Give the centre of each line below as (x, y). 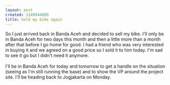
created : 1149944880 (27, 15)
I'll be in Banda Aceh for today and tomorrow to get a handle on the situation (85, 66)
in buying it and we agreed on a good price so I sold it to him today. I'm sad (84, 50)
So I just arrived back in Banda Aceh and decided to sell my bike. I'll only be (85, 34)
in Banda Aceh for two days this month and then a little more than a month (83, 39)
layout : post (19, 10)
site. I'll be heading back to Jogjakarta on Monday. (58, 77)
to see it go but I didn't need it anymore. (47, 55)
